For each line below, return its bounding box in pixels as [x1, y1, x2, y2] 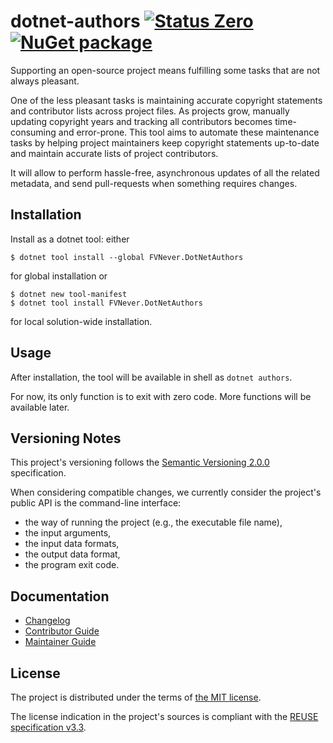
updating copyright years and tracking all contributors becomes [10, 115, 273, 127]
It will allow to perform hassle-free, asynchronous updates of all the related [10, 166, 320, 179]
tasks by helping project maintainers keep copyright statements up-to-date [10, 136, 320, 149]
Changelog [24, 615, 71, 627]
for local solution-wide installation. [10, 315, 153, 327]
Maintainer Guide [24, 636, 97, 648]
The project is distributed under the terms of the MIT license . [10, 691, 262, 703]
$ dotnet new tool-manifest [10, 289, 128, 299]
